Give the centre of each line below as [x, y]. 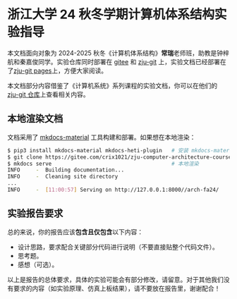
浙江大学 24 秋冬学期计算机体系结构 [111, 14]
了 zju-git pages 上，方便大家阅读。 [57, 71]
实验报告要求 [35, 213]
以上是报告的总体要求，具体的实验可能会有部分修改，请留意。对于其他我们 [115, 279]
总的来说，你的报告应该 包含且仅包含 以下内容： [75, 232]
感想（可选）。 [38, 264]
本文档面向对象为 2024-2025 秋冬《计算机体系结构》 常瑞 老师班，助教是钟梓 [118, 53]
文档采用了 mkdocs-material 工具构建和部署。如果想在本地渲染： [102, 137]
